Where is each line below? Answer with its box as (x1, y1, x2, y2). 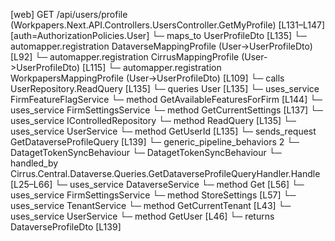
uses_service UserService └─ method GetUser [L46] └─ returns (10, 210, 275, 222)
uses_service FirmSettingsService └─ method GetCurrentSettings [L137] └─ (10, 104, 323, 116)
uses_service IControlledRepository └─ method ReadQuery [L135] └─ (10, 115, 297, 126)
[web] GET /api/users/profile (10, 9, 128, 20)
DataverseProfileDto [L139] (10, 221, 122, 233)
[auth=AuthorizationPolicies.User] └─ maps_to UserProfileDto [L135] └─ (10, 30, 307, 41)
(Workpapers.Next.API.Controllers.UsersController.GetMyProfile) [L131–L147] (10, 19, 325, 31)
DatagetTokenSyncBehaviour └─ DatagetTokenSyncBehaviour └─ (10, 147, 282, 158)
